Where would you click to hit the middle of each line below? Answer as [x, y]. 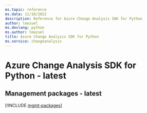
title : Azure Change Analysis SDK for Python [52, 37]
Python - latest [36, 75]
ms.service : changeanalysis [34, 41]
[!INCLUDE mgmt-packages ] [34, 105]
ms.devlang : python [25, 28]
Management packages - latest [54, 94]
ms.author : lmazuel [25, 32]
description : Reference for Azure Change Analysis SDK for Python [74, 19]
